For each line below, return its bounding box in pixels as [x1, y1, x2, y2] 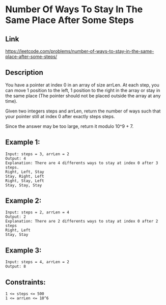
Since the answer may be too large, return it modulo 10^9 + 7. [5, 123, 134, 129]
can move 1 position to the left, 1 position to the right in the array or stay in [5, 87, 160, 93]
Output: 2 [5, 214, 26, 219]
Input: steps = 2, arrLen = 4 [5, 210, 70, 215]
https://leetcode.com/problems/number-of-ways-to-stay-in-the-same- [5, 48, 154, 54]
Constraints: [5, 278, 46, 286]
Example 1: [5, 138, 40, 147]
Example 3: [5, 246, 42, 255]
